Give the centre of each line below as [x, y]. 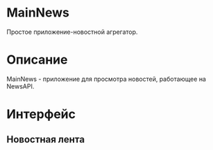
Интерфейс [41, 114]
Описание [37, 60]
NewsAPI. [20, 86]
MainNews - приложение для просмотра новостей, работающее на [106, 79]
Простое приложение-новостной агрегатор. [72, 32]
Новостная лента [45, 140]
